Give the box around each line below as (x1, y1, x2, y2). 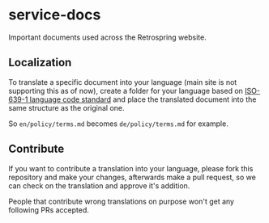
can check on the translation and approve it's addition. (8, 180, 190, 191)
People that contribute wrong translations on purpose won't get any (8, 196, 235, 206)
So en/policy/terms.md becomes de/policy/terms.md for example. (8, 119, 228, 128)
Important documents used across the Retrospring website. (8, 32, 207, 42)
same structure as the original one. (8, 103, 125, 112)
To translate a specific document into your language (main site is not (8, 77, 237, 86)
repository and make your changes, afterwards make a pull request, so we (8, 172, 257, 182)
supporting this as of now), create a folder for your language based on (8, 86, 243, 95)
